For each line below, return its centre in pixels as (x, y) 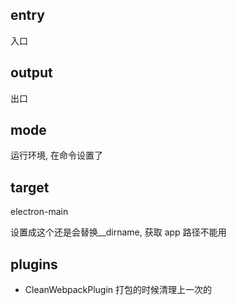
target (30, 187)
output (31, 73)
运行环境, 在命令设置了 (56, 155)
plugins (34, 264)
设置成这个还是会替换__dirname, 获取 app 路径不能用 (118, 232)
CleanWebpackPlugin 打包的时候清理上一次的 (118, 290)
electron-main (39, 212)
